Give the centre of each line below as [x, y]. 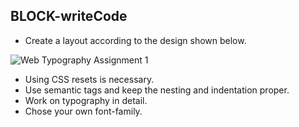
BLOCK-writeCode [69, 16]
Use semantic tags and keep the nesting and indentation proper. [157, 90]
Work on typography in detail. [86, 100]
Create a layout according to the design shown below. [135, 40]
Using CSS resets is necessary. [89, 79]
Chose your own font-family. [83, 111]
